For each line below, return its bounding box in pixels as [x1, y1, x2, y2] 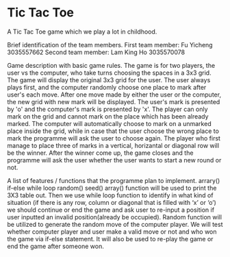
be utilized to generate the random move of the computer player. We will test [7, 220, 223, 228]
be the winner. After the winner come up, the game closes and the [7, 149, 194, 157]
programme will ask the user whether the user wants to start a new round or [7, 156, 222, 164]
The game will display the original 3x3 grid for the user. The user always [7, 75, 211, 84]
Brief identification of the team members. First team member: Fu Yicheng [7, 40, 214, 49]
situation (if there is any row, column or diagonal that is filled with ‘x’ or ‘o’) [7, 198, 217, 206]
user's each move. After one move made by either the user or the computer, [7, 90, 221, 99]
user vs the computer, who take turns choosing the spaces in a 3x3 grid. [7, 69, 212, 77]
